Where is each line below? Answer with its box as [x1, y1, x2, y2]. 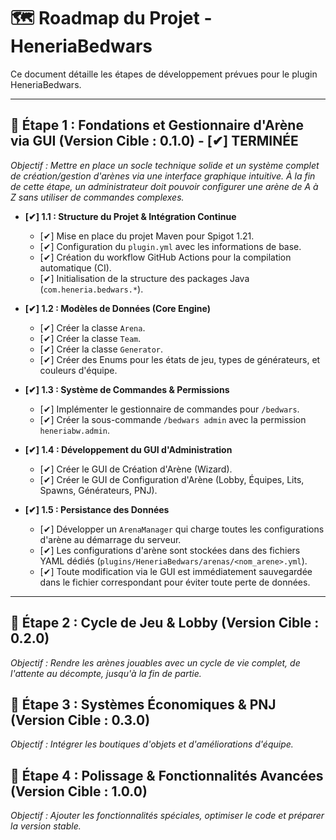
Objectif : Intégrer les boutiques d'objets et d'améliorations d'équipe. [10, 738, 294, 750]
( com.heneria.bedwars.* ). [39, 283, 144, 295]
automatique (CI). [39, 261, 112, 274]
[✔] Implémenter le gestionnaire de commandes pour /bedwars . [39, 403, 300, 415]
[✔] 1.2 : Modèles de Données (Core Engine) [24, 302, 212, 314]
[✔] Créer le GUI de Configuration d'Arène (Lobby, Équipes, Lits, [39, 473, 305, 485]
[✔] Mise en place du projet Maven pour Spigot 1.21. [39, 230, 255, 242]
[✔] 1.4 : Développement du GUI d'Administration [24, 443, 233, 455]
